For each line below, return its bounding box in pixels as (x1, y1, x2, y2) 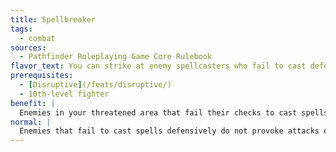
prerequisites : (10, 71, 74, 81)
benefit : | (10, 98, 56, 108)
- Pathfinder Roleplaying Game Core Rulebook (19, 52, 213, 62)
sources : (10, 42, 47, 53)
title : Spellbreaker (10, 14, 97, 25)
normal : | (10, 117, 52, 127)
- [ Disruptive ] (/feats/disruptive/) (19, 80, 172, 90)
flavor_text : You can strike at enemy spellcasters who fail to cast (10, 61, 307, 71)
